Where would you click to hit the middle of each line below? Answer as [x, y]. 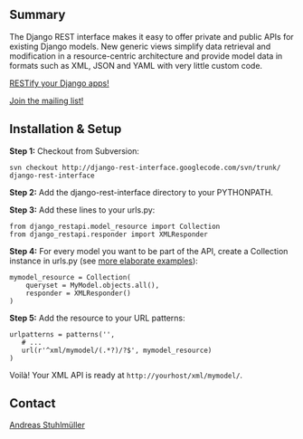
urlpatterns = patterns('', [62, 334]
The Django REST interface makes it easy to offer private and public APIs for [151, 36]
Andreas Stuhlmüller [47, 425]
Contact [33, 403]
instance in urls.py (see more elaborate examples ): [104, 261]
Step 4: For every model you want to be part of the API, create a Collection [149, 251]
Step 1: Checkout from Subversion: [75, 151]
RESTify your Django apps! [60, 83]
